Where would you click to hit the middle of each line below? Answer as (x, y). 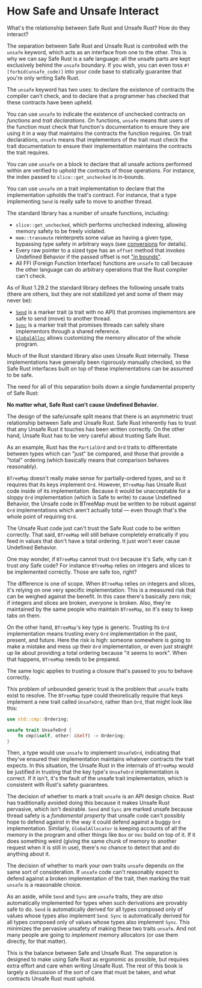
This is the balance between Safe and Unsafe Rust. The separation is (92, 953)
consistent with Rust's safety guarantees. (58, 785)
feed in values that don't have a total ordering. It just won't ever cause (93, 541)
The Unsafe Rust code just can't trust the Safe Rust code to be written (94, 528)
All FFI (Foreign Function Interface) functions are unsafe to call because (104, 263)
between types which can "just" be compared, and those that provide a (95, 454)
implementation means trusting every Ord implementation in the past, (92, 633)
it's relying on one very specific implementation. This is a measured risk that (101, 590)
